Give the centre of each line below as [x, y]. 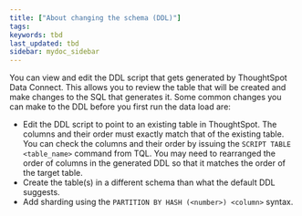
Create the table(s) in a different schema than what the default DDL [149, 182]
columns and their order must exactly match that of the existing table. [153, 134]
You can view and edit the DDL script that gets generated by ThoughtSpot [148, 77]
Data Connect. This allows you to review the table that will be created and [148, 87]
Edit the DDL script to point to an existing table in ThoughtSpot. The [150, 125]
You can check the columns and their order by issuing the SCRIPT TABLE [157, 144]
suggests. [42, 192]
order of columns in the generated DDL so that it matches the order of [154, 163]
